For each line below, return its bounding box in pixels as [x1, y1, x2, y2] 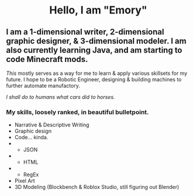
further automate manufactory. [6, 82, 80, 89]
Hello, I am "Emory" [49, 4, 147, 17]
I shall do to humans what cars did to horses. [6, 94, 115, 100]
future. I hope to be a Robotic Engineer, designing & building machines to [6, 76, 182, 82]
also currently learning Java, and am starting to [6, 45, 182, 55]
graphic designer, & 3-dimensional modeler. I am [6, 36, 187, 46]
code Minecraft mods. [6, 54, 88, 64]
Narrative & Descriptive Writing [14, 121, 89, 129]
